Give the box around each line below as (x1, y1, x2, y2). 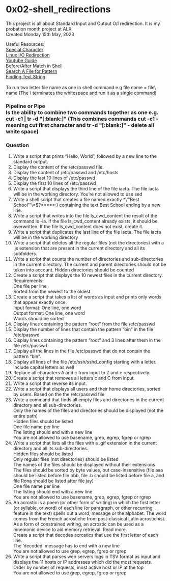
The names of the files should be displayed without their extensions (13, 462, 156, 468)
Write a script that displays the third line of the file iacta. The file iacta (13, 186, 159, 192)
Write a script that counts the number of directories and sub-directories (13, 256, 163, 262)
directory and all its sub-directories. (13, 446, 89, 452)
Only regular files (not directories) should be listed (13, 456, 119, 462)
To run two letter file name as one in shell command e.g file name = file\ (6, 84, 156, 90)
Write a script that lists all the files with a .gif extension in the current (13, 440, 157, 446)
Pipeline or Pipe (6, 102, 45, 109)
